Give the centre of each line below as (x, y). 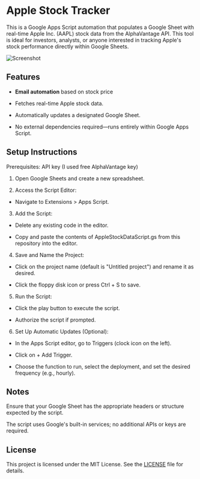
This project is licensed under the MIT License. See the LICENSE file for (95, 465)
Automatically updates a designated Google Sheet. (78, 115)
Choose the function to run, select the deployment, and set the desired (102, 366)
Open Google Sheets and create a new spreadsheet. (80, 178)
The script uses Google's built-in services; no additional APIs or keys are (96, 424)
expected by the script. (35, 413)
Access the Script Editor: (46, 190)
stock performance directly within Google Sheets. (68, 46)
